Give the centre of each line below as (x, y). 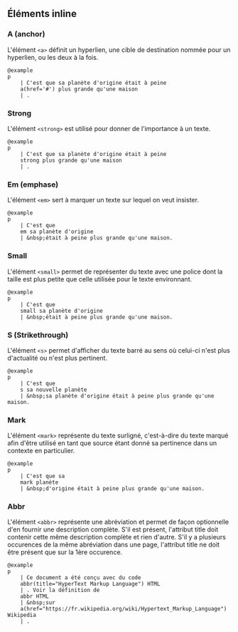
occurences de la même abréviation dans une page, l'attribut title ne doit (114, 545)
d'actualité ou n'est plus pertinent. (58, 358)
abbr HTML (35, 596)
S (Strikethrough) (38, 335)
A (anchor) (26, 34)
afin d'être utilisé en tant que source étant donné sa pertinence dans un (112, 443)
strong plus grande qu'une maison (71, 160)
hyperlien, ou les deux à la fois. (53, 57)
